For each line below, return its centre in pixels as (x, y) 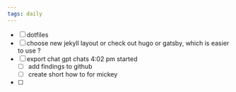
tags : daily (25, 14)
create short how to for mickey (73, 74)
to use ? (29, 51)
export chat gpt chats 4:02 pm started (82, 59)
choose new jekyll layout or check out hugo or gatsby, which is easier (128, 43)
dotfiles (37, 34)
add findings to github (60, 66)
